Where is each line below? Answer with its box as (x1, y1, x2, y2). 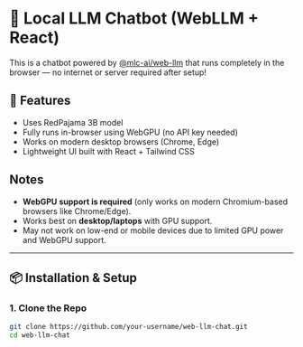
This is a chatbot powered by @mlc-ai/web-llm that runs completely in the (9, 57, 285, 68)
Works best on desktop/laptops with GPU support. (22, 215, 213, 226)
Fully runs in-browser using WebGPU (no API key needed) (22, 127, 239, 137)
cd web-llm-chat (9, 331, 70, 340)
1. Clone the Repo (9, 302, 87, 314)
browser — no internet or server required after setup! (9, 67, 207, 78)
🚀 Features (9, 93, 71, 108)
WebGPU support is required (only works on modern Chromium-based (22, 196, 289, 207)
